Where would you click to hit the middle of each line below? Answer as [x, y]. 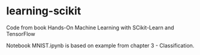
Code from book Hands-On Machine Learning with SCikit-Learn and [90, 27]
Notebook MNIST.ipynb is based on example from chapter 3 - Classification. [100, 45]
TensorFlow [21, 33]
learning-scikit [44, 11]
